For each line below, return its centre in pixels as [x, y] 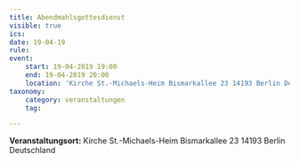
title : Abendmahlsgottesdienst [67, 17]
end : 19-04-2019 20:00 [67, 75]
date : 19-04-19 [37, 42]
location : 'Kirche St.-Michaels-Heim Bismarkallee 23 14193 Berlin [153, 83]
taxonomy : [28, 91]
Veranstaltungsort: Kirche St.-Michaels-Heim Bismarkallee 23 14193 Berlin [147, 141]
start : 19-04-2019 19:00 [71, 67]
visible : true [36, 26]
